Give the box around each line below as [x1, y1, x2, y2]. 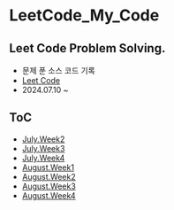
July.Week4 [21, 152, 65, 163]
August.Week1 [21, 161, 75, 173]
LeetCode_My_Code [9, 5, 160, 26]
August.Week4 [21, 190, 77, 200]
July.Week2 [21, 134, 65, 144]
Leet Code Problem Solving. [9, 41, 166, 56]
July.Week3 [21, 143, 65, 153]
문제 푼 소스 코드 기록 [21, 66, 95, 75]
